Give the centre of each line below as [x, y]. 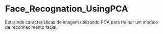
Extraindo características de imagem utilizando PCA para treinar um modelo [81, 22]
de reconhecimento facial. [31, 27]
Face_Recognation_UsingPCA [67, 9]
